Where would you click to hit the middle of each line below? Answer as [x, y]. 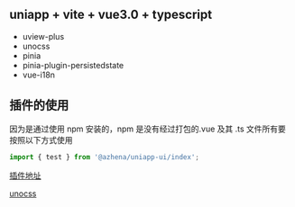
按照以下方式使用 [41, 139]
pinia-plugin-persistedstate [73, 65]
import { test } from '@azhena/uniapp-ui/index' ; [105, 157]
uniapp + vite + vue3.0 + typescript [111, 15]
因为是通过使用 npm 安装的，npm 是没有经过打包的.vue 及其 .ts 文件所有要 [148, 129]
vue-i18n [39, 75]
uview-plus [43, 36]
